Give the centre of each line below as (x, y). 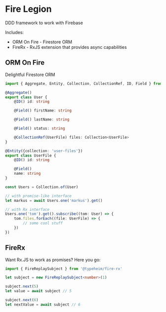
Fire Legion (28, 9)
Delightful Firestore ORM (30, 75)
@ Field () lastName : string (42, 119)
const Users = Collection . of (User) (42, 187)
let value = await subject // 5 (38, 291)
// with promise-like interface (38, 196)
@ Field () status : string (40, 128)
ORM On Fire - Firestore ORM (42, 42)
